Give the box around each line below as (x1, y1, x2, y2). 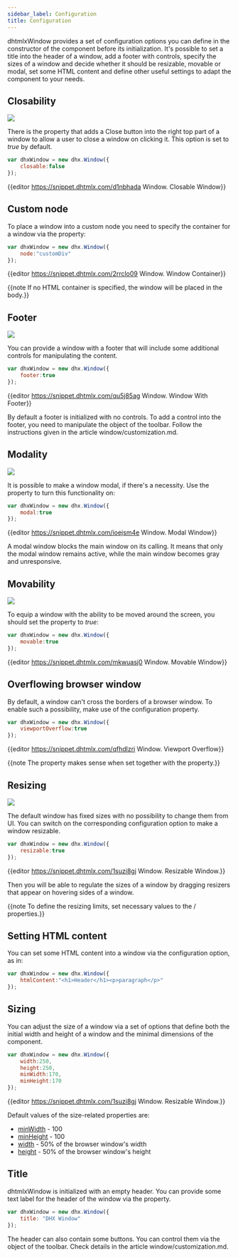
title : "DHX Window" (20, 1215, 81, 1222)
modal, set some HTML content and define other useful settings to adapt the (7, 67, 232, 76)
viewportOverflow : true (20, 725, 87, 733)
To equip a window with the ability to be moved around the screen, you (7, 610, 215, 619)
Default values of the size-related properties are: (7, 1111, 151, 1120)
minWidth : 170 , (20, 1071, 62, 1078)
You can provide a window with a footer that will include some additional (7, 344, 219, 353)
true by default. (7, 143, 53, 151)
